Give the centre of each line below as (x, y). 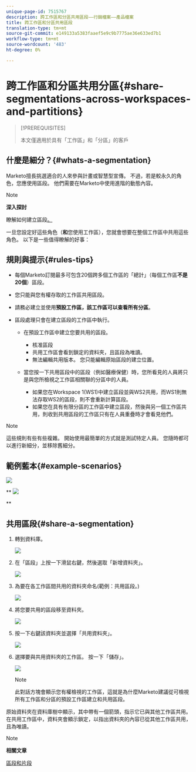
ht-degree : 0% (23, 50)
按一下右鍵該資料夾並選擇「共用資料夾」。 (65, 633)
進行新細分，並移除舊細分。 (44, 446)
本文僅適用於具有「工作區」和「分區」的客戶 (75, 140)
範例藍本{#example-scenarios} (64, 466)
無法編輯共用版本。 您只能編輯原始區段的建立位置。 (94, 359)
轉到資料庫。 (30, 539)
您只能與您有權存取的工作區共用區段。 (61, 295)
